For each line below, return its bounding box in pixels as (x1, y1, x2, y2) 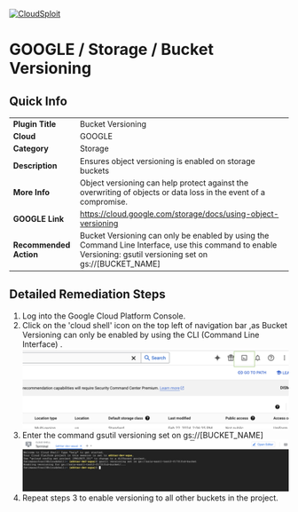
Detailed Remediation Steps (9, 287, 166, 302)
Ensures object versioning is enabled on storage (79, 155, 255, 166)
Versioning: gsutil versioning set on (79, 249, 208, 260)
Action (12, 249, 38, 260)
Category (12, 143, 49, 154)
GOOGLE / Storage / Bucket (9, 40, 215, 59)
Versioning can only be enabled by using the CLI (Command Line (21, 329, 260, 340)
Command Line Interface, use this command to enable (79, 240, 278, 250)
